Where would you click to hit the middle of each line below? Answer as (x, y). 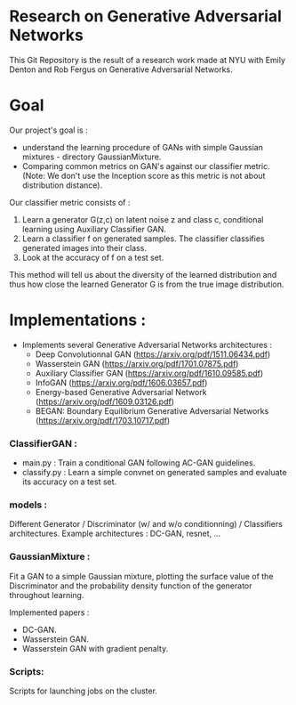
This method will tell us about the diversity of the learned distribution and (143, 274)
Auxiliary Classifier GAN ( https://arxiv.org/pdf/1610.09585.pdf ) (149, 373)
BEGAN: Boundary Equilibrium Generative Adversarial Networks (152, 410)
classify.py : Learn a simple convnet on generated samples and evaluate (154, 473)
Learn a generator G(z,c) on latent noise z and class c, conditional (143, 219)
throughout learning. (47, 595)
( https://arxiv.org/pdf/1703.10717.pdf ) (103, 420)
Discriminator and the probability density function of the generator (131, 586)
